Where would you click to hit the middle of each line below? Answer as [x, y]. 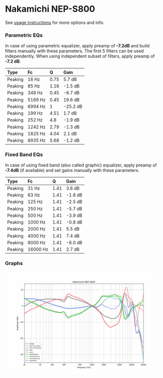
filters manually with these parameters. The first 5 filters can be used [74, 51]
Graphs [14, 263]
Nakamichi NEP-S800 [50, 9]
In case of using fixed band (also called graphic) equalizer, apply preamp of [81, 165]
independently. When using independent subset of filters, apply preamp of [80, 56]
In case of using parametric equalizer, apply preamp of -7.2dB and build [77, 46]
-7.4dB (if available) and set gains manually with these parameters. [72, 170]
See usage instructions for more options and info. [55, 22]
